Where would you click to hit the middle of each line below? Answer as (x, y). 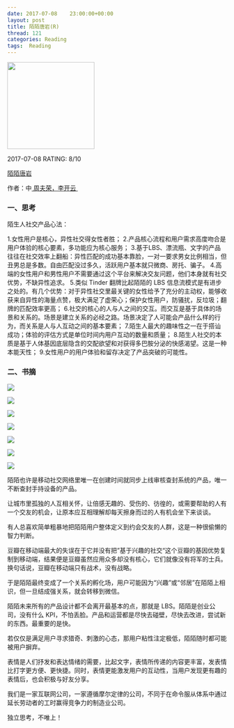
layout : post (26, 20)
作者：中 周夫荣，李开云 (42, 188)
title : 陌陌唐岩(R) (33, 26)
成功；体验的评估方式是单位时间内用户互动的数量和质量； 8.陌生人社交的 (111, 335)
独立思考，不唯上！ (35, 717)
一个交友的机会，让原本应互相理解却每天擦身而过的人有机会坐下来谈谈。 (111, 512)
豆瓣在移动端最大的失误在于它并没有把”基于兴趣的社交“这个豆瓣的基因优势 (114, 550)
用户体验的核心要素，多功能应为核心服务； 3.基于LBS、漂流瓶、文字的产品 (114, 248)
